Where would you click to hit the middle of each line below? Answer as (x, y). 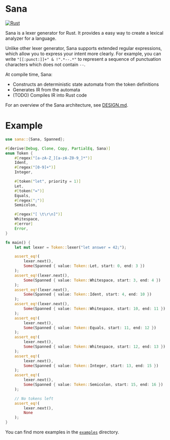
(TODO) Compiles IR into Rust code (50, 95)
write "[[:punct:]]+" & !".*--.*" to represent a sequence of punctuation (83, 59)
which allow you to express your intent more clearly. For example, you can (83, 54)
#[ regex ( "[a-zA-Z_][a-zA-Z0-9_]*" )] (54, 158)
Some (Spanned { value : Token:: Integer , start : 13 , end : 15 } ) (91, 365)
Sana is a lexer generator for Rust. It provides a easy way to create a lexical (84, 33)
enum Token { (19, 153)
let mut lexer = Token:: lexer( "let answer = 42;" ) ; (70, 247)
